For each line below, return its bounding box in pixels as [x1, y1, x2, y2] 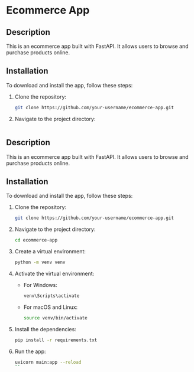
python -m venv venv [14, 259, 66, 266]
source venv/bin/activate [23, 315, 88, 321]
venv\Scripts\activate [23, 293, 80, 299]
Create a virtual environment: [14, 248, 86, 255]
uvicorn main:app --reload [14, 359, 82, 365]
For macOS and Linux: [23, 304, 78, 311]
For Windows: [23, 281, 57, 288]
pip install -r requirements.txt [14, 337, 98, 343]
